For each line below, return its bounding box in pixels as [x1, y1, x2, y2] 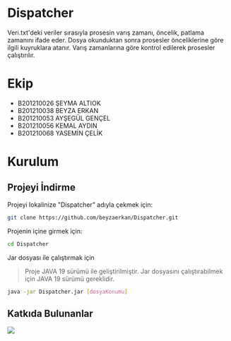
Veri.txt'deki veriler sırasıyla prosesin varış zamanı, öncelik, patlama [7, 28, 205, 37]
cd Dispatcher [7, 240, 49, 248]
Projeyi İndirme [7, 181, 76, 193]
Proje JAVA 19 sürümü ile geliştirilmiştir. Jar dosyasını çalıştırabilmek [24, 267, 223, 275]
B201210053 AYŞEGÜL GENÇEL [17, 114, 111, 122]
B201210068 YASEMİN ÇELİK [17, 128, 103, 137]
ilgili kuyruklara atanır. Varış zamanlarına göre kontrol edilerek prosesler [7, 43, 215, 52]
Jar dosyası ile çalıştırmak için [7, 253, 95, 262]
